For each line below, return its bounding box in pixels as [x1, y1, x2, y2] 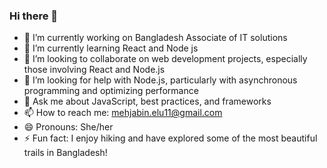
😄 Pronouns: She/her [23, 121, 114, 133]
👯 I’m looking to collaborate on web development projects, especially [23, 53, 308, 65]
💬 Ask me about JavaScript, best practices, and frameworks [23, 95, 272, 108]
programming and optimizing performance [23, 85, 199, 97]
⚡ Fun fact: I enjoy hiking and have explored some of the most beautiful [23, 132, 318, 144]
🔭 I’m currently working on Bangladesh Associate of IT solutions [23, 32, 288, 44]
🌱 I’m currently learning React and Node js [23, 42, 199, 54]
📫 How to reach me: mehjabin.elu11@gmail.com [23, 107, 223, 119]
